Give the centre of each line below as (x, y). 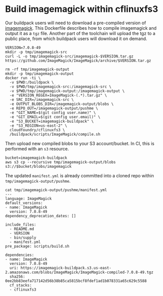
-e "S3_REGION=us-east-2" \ (39, 125)
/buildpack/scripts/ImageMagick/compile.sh (55, 134)
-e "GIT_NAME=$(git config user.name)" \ (53, 112)
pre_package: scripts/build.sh (37, 246)
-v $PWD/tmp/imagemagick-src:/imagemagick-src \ (61, 87)
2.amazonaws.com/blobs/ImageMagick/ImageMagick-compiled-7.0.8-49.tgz (79, 272)
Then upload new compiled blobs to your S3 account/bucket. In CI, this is (80, 143)
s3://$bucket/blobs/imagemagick (38, 166)
